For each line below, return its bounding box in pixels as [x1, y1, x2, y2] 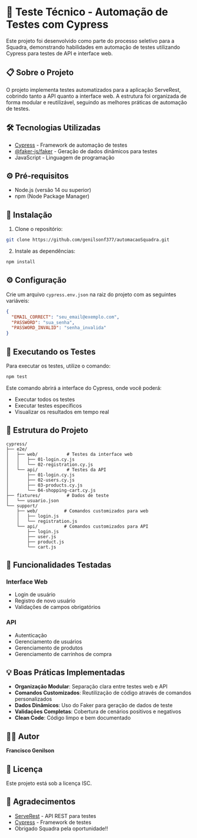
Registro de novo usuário [14, 597, 76, 604]
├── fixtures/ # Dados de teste [6, 492, 109, 498]
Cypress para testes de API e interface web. [6, 49, 113, 57]
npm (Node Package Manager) [14, 193, 90, 200]
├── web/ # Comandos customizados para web [16, 508, 149, 514]
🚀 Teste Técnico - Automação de [6, 5, 169, 19]
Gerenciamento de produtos [14, 644, 84, 651]
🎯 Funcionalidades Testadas [6, 560, 112, 570]
